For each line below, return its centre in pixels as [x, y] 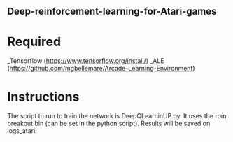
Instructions [43, 97]
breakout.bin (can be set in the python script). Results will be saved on [109, 123]
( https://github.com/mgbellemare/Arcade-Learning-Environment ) [101, 69]
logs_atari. [22, 131]
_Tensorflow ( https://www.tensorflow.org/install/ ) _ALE [86, 61]
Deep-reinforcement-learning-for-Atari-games [112, 12]
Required [34, 42]
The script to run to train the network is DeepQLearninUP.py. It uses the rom [117, 116]
